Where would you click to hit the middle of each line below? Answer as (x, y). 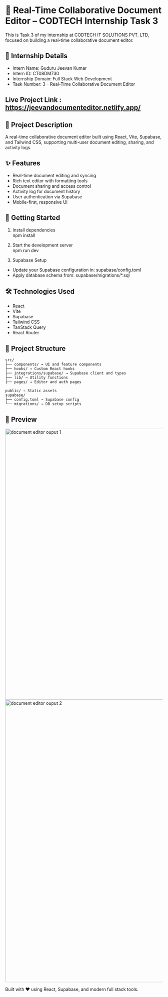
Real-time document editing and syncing (54, 175)
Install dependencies (34, 230)
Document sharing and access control (52, 186)
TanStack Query (29, 327)
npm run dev (25, 250)
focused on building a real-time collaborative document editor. (69, 40)
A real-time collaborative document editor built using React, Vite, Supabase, (83, 137)
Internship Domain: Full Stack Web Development (62, 79)
